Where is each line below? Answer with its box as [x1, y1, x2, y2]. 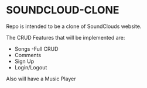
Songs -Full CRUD [14, 45, 59, 52]
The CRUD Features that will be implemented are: [6, 34, 125, 41]
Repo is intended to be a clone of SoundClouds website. [6, 23, 142, 30]
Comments [14, 51, 42, 58]
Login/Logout [14, 64, 47, 71]
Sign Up [14, 58, 34, 65]
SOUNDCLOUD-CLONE [6, 3, 119, 17]
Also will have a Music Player [6, 75, 76, 82]
